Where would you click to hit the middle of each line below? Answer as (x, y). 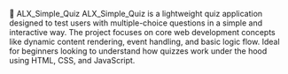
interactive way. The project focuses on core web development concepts (143, 32)
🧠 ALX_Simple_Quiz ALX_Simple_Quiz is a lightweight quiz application (136, 14)
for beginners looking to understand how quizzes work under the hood (138, 51)
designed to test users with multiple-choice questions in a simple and (136, 23)
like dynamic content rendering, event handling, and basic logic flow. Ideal (145, 41)
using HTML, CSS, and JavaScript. (72, 60)
